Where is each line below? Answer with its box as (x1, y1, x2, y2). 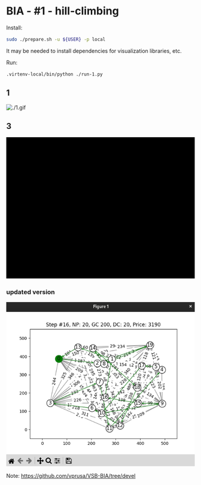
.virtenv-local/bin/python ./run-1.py (6, 71, 103, 77)
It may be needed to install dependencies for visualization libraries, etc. (6, 47, 182, 55)
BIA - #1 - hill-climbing (6, 4, 120, 18)
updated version (6, 288, 55, 296)
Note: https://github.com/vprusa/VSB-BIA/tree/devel (6, 472, 136, 479)
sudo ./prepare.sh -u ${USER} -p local (6, 36, 106, 43)
